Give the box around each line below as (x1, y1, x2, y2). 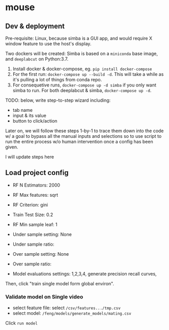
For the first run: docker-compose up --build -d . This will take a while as (12, 71, 164, 77)
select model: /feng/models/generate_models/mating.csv (12, 310, 131, 316)
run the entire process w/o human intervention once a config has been (5, 139, 154, 144)
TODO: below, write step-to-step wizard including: (5, 97, 111, 103)
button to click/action (12, 118, 58, 124)
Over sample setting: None (12, 251, 69, 257)
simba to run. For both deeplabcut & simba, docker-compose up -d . (12, 87, 152, 93)
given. (5, 144, 19, 150)
